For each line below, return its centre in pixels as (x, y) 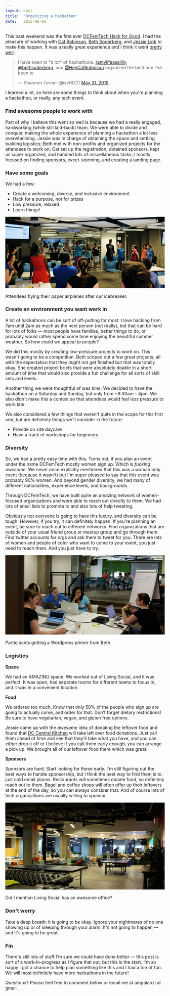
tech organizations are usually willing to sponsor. (56, 795)
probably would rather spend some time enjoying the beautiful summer (79, 336)
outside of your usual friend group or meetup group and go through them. (82, 532)
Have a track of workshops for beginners (55, 434)
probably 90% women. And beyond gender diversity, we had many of (78, 480)
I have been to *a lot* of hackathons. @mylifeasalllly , (73, 62)
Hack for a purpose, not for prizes (48, 199)
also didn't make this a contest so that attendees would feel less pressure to (84, 399)
